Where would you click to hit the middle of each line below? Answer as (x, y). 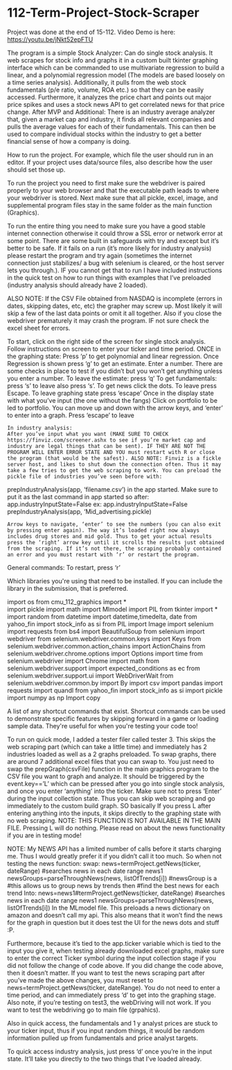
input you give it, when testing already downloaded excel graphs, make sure (116, 951)
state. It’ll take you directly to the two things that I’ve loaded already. (105, 1059)
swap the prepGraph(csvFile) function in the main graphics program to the (113, 769)
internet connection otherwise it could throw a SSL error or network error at (115, 233)
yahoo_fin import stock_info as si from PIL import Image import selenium (110, 624)
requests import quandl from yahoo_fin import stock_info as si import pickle (115, 690)
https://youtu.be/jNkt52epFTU (50, 39)
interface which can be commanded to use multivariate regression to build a (116, 67)
